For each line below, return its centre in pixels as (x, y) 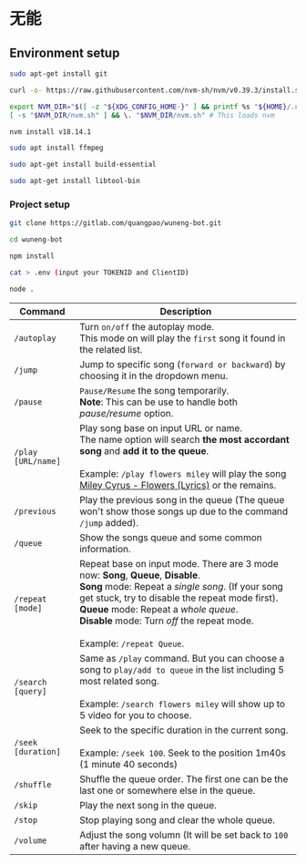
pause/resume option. (126, 413)
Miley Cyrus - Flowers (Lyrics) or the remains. (178, 485)
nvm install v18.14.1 (51, 132)
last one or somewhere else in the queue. (167, 790)
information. (105, 549)
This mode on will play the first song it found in (182, 338)
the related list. (111, 349)
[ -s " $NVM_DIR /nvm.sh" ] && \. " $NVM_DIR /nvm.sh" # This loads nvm (142, 115)
